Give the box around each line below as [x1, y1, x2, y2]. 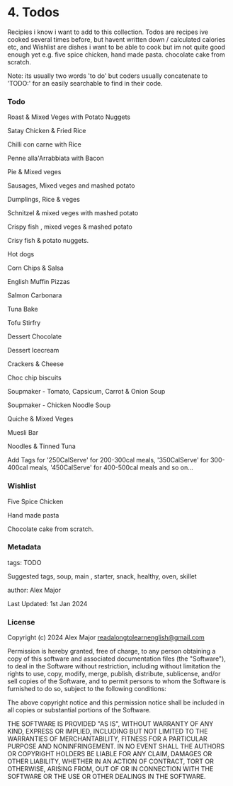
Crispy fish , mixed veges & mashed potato [7, 222, 132, 231]
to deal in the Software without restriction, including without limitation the [7, 662, 221, 671]
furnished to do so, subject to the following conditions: [7, 685, 166, 693]
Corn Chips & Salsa [7, 263, 64, 273]
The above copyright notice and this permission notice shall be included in [7, 698, 225, 707]
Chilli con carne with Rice [7, 140, 81, 149]
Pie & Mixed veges [7, 168, 62, 176]
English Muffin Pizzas [7, 278, 71, 286]
